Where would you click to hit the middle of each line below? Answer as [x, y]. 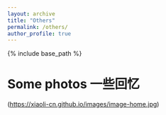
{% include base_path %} [45, 54]
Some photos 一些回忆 [74, 84]
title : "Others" [31, 20]
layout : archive [31, 14]
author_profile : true [39, 34]
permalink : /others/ [38, 27]
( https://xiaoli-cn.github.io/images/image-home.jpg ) [83, 104]
